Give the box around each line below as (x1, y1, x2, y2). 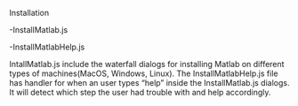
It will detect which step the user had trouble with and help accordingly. (9, 87, 271, 97)
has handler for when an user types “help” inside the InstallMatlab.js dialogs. (9, 78, 290, 87)
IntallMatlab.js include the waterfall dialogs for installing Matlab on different (9, 59, 285, 69)
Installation (9, 8, 50, 18)
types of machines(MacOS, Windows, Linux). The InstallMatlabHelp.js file (9, 68, 278, 79)
